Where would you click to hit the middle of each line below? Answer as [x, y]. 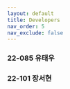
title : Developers [34, 20]
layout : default [30, 13]
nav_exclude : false [35, 33]
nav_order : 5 [26, 26]
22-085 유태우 [31, 58]
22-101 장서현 [29, 79]
